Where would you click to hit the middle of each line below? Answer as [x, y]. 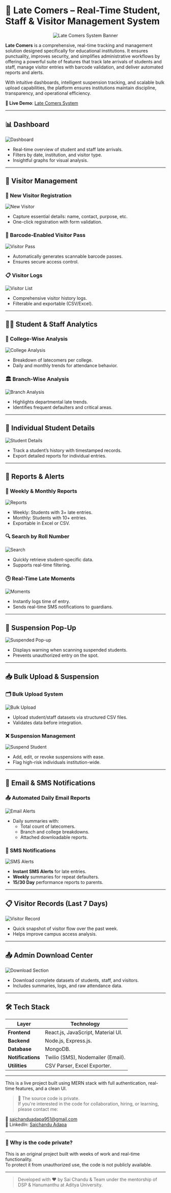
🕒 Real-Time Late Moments [40, 578]
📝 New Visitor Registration [38, 196]
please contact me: [38, 1109]
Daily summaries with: [36, 821]
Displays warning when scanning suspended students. [70, 650]
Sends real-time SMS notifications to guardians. [63, 607]
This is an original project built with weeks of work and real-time [73, 1154]
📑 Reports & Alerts [35, 477]
